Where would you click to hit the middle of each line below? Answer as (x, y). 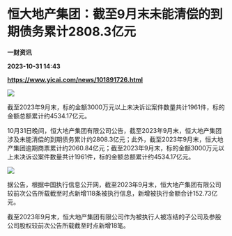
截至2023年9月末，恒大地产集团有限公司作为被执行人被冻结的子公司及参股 (114, 217)
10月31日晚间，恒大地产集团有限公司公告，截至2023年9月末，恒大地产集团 (115, 130)
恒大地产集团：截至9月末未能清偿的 (109, 14)
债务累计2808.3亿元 (78, 32)
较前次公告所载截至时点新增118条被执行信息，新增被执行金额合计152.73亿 (113, 193)
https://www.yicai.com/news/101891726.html (75, 79)
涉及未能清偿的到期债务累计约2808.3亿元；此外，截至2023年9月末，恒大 (112, 139)
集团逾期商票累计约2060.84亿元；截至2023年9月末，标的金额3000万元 (116, 148)
